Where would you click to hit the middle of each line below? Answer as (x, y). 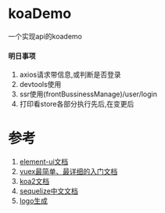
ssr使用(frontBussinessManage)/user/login (88, 94)
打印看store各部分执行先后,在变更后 (77, 104)
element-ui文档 (44, 162)
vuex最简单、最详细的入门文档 (68, 171)
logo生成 (34, 201)
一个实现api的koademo (45, 36)
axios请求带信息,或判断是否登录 (70, 74)
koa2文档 (34, 182)
